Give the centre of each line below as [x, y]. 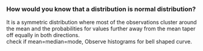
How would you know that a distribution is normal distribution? [101, 9]
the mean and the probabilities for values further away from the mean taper [101, 29]
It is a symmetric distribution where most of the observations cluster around [101, 22]
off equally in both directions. [43, 35]
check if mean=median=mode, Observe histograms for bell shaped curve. [99, 42]
